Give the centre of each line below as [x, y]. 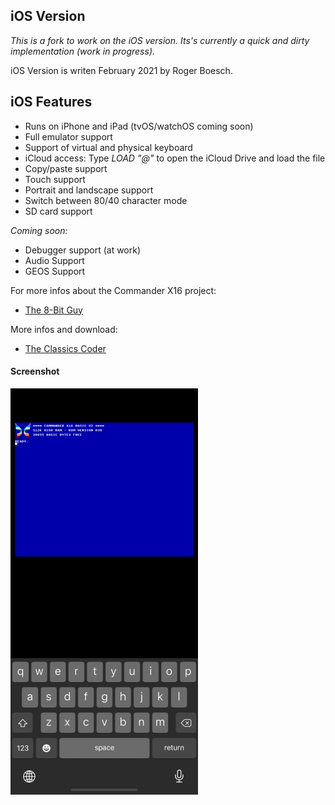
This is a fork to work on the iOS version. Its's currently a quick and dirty [160, 40]
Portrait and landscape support [89, 190]
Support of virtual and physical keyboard [108, 147]
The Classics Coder [65, 348]
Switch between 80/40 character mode [106, 200]
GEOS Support [55, 271]
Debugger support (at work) [83, 250]
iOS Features [51, 102]
